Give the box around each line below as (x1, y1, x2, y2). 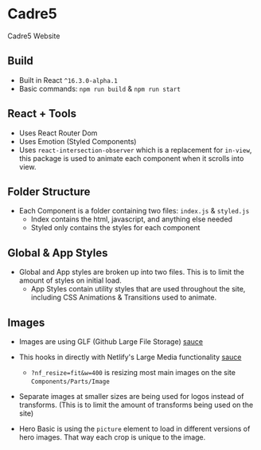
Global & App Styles (7, 246, 108, 260)
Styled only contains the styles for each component (30, 223, 201, 233)
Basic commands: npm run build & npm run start (18, 84, 181, 93)
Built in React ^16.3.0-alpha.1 (18, 75, 119, 84)
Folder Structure (7, 185, 91, 198)
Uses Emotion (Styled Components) (18, 136, 137, 146)
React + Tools (7, 107, 77, 120)
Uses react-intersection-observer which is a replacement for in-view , (18, 145, 252, 155)
